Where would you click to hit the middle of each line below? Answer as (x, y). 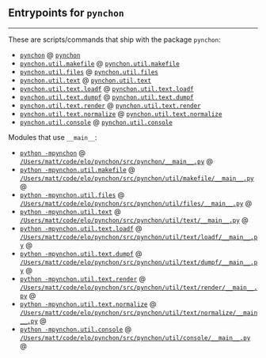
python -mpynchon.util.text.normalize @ (88, 303)
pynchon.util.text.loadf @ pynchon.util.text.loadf (106, 88)
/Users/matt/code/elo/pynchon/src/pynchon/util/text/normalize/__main (139, 313)
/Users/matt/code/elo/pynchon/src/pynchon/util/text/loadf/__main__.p (139, 237)
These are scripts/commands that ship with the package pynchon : (114, 40)
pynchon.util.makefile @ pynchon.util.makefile (99, 63)
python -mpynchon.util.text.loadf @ (81, 228)
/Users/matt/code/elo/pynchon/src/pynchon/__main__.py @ (116, 160)
